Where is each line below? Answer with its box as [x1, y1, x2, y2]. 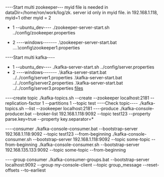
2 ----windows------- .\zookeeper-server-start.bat [12, 39, 117, 45]
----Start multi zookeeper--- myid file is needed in [5, 4, 109, 10]
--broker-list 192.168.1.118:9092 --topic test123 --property [32, 111, 151, 117]
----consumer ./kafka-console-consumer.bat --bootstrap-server [5, 126, 138, 132]
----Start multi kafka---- [5, 54, 55, 60]
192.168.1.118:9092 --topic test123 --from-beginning [5, 131, 111, 137]
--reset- [143, 162, 160, 168]
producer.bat [5, 111, 32, 117]
